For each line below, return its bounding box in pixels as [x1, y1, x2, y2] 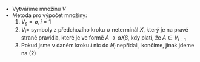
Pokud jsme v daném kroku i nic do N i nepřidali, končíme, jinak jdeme [21, 42, 195, 50]
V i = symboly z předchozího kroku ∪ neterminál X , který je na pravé [21, 26, 189, 35]
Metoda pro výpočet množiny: [12, 12, 87, 19]
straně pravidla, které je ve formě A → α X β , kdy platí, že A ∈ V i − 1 [21, 33, 187, 43]
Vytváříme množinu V [12, 5, 67, 12]
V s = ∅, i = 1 [21, 18, 52, 27]
